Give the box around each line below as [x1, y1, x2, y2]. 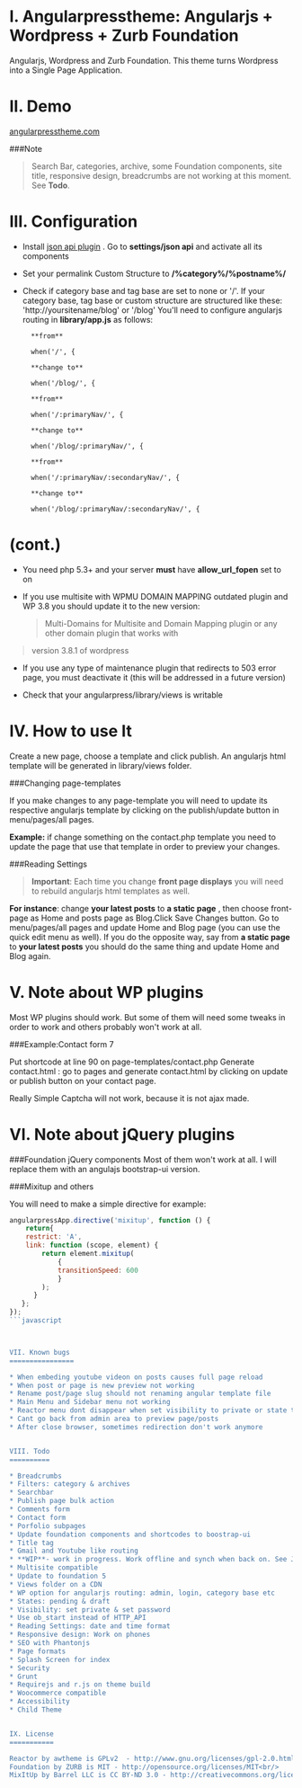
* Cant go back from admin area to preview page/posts [9, 1414, 219, 1424]
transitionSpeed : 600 [57, 1266, 139, 1275]
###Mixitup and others [9, 1180, 94, 1192]
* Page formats [9, 1647, 67, 1656]
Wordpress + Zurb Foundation [9, 25, 240, 46]
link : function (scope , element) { [25, 1241, 159, 1250]
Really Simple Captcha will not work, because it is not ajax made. [9, 1092, 250, 1103]
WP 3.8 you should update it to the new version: [22, 600, 200, 611]
